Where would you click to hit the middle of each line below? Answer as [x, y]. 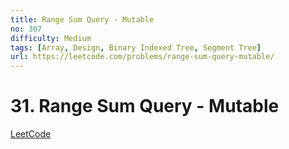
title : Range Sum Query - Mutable [82, 19]
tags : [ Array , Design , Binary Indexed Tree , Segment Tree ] [136, 47]
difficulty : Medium [51, 38]
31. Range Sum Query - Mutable [145, 106]
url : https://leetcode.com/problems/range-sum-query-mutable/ [142, 57]
